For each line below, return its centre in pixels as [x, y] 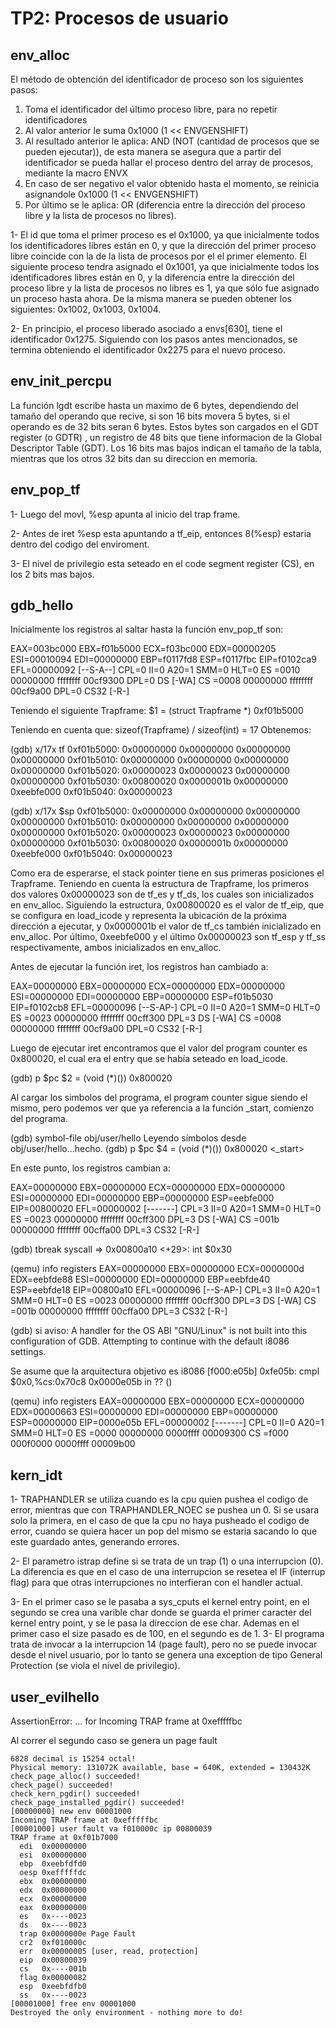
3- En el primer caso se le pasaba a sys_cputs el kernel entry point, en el [160, 1602]
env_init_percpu [61, 381]
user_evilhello [55, 1697]
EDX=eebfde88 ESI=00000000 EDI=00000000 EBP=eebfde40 [140, 1279]
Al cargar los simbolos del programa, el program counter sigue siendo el [159, 1098]
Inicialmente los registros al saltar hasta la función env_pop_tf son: [147, 629]
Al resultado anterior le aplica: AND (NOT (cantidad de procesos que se [172, 141]
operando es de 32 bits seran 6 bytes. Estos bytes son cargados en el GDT [165, 426]
